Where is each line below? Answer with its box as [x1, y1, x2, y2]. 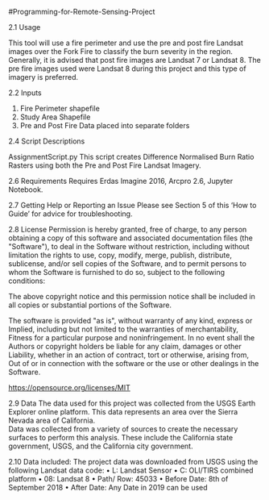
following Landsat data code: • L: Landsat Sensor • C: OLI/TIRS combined [8, 465, 254, 475]
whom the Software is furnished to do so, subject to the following [8, 268, 226, 277]
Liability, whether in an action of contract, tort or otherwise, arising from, [8, 350, 250, 360]
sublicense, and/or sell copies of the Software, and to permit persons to [8, 259, 247, 269]
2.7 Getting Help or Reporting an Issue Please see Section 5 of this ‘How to [8, 201, 257, 210]
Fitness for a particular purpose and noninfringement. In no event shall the [8, 333, 255, 342]
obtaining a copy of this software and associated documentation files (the [8, 233, 254, 243]
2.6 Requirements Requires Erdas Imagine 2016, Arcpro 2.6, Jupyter [8, 177, 234, 185]
